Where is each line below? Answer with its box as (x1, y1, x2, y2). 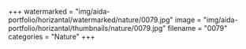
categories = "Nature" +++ (8, 32, 96, 41)
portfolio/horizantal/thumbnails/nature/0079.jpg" (8, 24, 166, 32)
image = (174, 15, 202, 24)
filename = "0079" (167, 24, 228, 32)
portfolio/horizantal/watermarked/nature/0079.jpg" (8, 15, 173, 24)
